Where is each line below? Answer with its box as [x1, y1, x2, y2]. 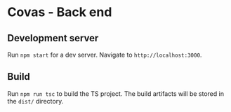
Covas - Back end [7, 4, 112, 20]
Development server [7, 32, 99, 44]
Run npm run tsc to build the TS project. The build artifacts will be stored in [7, 89, 225, 98]
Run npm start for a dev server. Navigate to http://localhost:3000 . [7, 50, 202, 59]
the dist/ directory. [7, 97, 64, 105]
